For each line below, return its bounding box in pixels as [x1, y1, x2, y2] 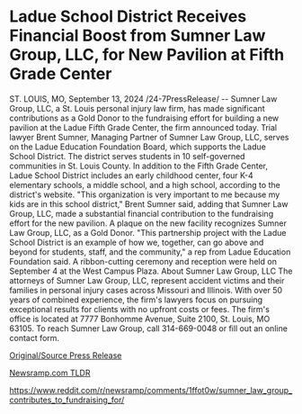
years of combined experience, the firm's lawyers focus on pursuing [9, 294, 263, 305]
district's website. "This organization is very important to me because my [9, 189, 280, 200]
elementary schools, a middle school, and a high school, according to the [9, 179, 280, 190]
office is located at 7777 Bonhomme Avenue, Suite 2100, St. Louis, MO [9, 313, 271, 324]
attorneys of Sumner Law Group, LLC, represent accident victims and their [9, 274, 285, 285]
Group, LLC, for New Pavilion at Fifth [9, 45, 285, 65]
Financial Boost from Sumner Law [9, 25, 266, 46]
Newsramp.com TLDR [9, 367, 91, 378]
